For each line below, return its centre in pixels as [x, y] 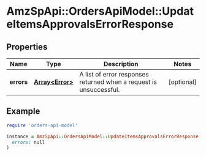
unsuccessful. [100, 90]
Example [23, 111]
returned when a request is [118, 82]
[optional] [182, 82]
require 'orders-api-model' [42, 125]
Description [121, 64]
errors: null [29, 142]
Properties [27, 47]
